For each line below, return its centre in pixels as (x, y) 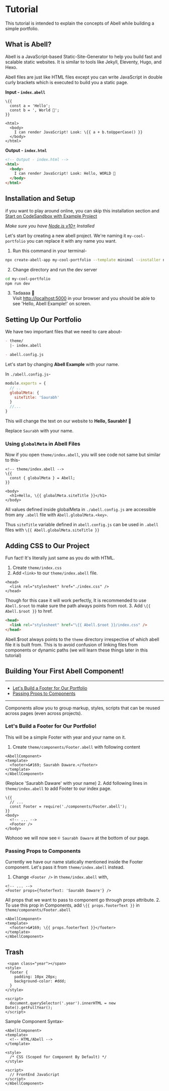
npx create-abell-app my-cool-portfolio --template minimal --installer (83, 260)
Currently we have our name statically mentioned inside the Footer (74, 862)
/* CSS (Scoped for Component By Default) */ (58, 1057)
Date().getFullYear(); (29, 1007)
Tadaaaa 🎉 (23, 293)
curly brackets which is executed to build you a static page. (67, 82)
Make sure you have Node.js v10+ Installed (50, 226)
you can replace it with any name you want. (72, 241)
